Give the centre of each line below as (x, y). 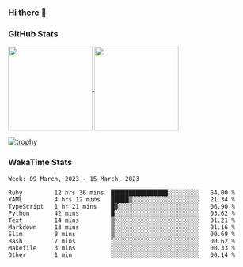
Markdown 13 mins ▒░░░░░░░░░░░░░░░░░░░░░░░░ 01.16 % (122, 227)
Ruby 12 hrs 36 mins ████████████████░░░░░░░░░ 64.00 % (122, 193)
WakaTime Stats (40, 163)
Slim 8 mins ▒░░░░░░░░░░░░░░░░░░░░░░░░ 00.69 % (122, 234)
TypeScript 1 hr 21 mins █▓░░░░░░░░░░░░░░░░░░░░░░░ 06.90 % (122, 206)
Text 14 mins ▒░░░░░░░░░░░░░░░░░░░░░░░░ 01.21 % (122, 220)
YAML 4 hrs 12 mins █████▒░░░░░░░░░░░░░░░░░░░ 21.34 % (122, 199)
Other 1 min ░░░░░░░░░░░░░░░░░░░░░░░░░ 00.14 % (122, 255)
